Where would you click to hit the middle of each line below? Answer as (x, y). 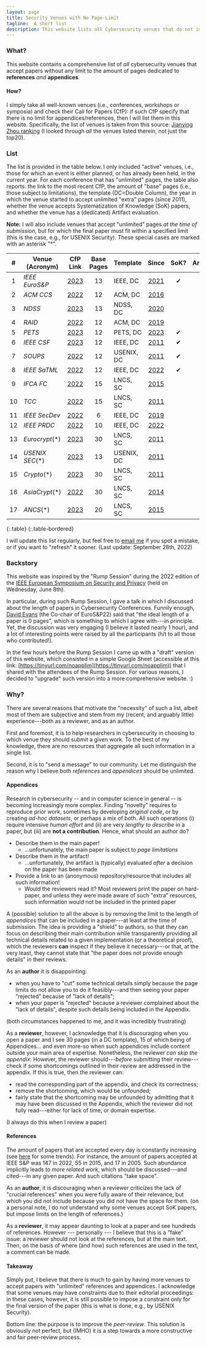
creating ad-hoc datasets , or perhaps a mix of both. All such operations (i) (101, 818)
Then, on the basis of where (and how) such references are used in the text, (102, 1246)
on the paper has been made (61, 869)
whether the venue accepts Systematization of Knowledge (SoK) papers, (98, 206)
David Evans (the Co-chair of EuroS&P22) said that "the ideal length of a (97, 614)
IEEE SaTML (41, 370)
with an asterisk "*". (32, 244)
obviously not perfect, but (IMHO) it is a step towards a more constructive (99, 1331)
